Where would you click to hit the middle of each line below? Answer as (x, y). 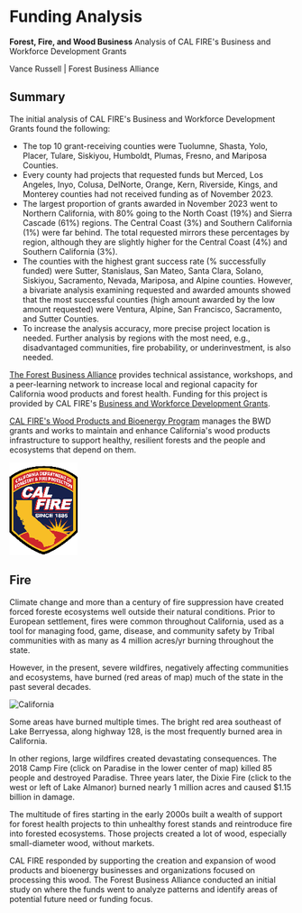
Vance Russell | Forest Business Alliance (84, 69)
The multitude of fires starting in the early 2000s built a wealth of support (146, 814)
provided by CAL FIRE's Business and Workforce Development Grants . (140, 403)
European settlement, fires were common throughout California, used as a (146, 621)
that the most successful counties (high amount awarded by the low (149, 299)
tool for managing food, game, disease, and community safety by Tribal (142, 630)
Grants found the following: (60, 128)
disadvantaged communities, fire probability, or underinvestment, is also (156, 347)
